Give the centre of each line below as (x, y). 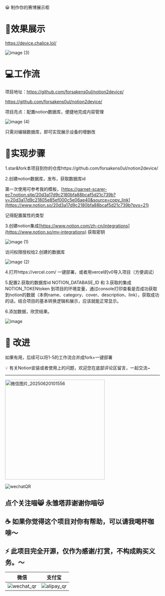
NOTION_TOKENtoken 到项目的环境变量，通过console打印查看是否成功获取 (81, 288)
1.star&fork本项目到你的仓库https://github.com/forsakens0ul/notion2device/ (82, 168)
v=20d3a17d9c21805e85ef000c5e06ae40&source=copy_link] (68, 200)
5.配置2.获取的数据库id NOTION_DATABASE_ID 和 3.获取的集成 (68, 282)
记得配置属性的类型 (25, 215)
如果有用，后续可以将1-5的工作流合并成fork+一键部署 (59, 357)
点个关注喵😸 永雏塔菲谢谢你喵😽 (55, 503)
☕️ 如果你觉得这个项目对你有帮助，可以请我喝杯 (76, 521)
